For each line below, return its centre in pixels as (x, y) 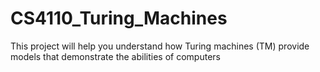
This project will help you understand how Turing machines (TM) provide (160, 46)
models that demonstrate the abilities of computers (115, 56)
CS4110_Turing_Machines (119, 18)
